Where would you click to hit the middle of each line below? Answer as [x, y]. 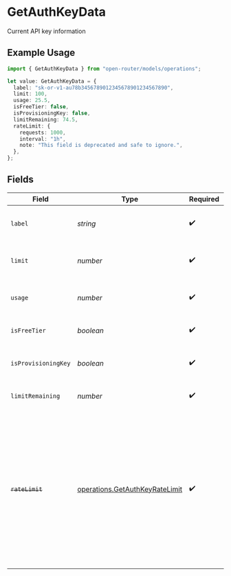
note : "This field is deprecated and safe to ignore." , [101, 146]
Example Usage [41, 53]
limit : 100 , [31, 94]
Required [204, 199]
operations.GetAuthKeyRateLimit [130, 489]
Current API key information [46, 31]
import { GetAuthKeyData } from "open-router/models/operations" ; [104, 69]
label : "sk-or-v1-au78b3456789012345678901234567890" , [93, 88]
